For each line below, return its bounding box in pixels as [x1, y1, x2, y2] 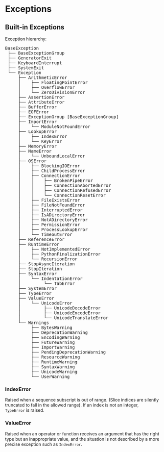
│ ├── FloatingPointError [18, 80, 88, 85]
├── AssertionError [18, 95, 65, 100]
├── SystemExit [7, 65, 44, 71]
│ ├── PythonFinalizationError [18, 251, 101, 257]
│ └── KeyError [18, 139, 62, 144]
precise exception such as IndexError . [5, 441, 82, 447]
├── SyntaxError [18, 271, 57, 276]
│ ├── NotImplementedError [18, 247, 91, 252]
